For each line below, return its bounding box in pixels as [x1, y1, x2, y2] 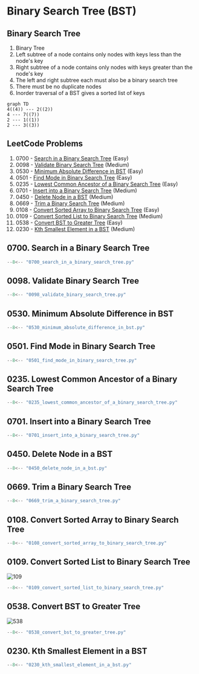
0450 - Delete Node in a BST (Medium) [15, 193, 114, 200]
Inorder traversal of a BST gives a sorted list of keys [15, 90, 145, 96]
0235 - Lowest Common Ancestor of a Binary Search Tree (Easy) [15, 180, 178, 188]
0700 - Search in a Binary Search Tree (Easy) [15, 154, 129, 162]
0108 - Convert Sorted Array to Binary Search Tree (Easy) [15, 206, 160, 213]
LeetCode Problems [7, 139, 83, 149]
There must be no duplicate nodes [15, 83, 102, 90]
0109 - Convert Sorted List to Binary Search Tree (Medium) [15, 212, 163, 220]
